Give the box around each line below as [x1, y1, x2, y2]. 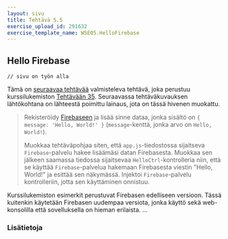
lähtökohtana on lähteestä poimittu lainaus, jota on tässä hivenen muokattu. [7, 100, 220, 108]
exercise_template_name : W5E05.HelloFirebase [7, 29, 139, 37]
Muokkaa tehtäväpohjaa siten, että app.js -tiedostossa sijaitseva [23, 141, 205, 149]
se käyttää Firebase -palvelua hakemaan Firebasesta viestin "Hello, [23, 163, 213, 172]
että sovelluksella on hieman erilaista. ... [35, 206, 148, 214]
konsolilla [7, 206, 34, 214]
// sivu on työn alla [7, 73, 69, 80]
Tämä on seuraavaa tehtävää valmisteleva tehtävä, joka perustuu [7, 85, 191, 94]
